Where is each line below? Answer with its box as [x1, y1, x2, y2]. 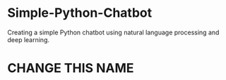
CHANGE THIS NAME [7, 60, 134, 76]
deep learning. [7, 35, 49, 44]
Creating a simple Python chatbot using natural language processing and [7, 28, 220, 36]
